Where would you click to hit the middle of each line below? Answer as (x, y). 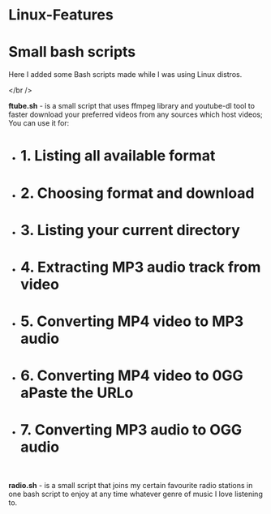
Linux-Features (61, 15)
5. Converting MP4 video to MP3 (132, 321)
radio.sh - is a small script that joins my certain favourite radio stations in (131, 486)
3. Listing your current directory (130, 230)
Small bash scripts (72, 52)
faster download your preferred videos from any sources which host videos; (135, 114)
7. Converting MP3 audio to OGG (131, 430)
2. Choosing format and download (137, 193)
